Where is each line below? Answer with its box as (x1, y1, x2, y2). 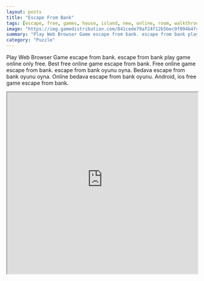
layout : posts (6, 8, 42, 15)
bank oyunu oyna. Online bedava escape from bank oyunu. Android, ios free (6, 73, 197, 80)
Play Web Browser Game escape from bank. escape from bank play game (6, 54, 191, 61)
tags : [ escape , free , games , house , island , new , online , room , (6, 20, 172, 26)
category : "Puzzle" (6, 37, 56, 43)
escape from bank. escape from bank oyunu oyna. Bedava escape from (6, 67, 186, 73)
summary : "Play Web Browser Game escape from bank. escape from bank (6, 31, 186, 38)
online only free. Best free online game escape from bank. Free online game (6, 60, 196, 67)
